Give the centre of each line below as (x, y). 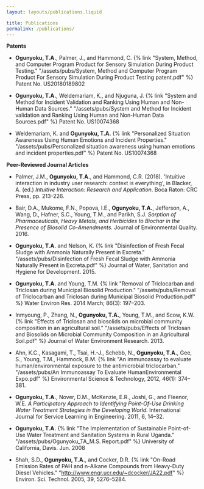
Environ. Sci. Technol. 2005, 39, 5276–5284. (71, 479)
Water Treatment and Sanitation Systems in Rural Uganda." (100, 435)
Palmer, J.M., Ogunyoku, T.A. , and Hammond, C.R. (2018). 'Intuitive (100, 177)
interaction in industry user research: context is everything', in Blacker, (104, 183)
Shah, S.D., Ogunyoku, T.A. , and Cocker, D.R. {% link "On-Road (95, 460)
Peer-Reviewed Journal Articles (47, 165)
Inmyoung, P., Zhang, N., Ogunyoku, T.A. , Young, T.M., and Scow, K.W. (105, 315)
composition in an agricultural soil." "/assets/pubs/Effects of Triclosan (103, 328)
